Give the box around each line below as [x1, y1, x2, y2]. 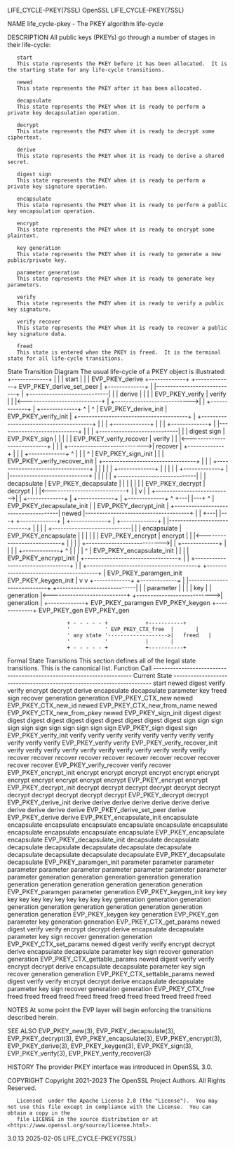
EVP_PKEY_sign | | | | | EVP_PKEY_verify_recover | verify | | [7, 434, 177, 443]
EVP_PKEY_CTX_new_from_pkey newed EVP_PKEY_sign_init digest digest [7, 709, 221, 717]
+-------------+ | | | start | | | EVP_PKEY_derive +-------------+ [7, 375, 190, 383]
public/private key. [7, 257, 68, 264]
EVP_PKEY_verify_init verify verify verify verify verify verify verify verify [7, 731, 214, 739]
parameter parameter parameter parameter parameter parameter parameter [7, 865, 227, 873]
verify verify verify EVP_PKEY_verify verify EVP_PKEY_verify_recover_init [7, 738, 217, 747]
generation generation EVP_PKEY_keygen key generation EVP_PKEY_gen [7, 910, 220, 918]
